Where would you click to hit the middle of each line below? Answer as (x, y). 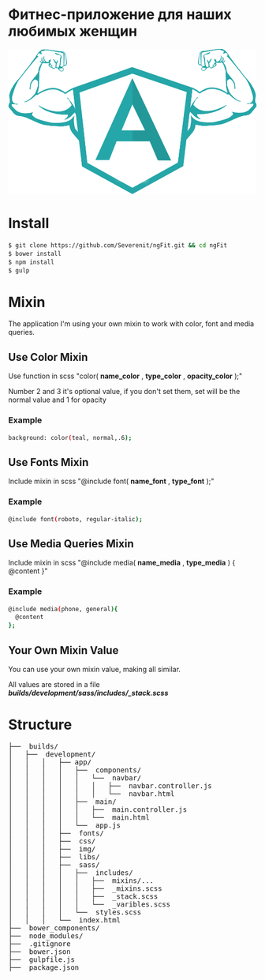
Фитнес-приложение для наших (120, 15)
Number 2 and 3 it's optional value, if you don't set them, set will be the (124, 392)
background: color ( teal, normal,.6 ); (70, 437)
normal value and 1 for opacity (57, 400)
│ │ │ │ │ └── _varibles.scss (90, 904)
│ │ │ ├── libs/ (54, 857)
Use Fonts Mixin (49, 462)
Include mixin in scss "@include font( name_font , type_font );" (111, 481)
